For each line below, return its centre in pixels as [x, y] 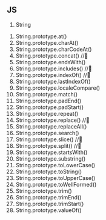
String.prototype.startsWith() [51, 152]
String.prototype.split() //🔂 [48, 145]
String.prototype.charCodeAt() [54, 49]
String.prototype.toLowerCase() [55, 165]
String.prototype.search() [47, 133]
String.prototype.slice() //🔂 [49, 139]
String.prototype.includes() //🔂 [54, 68]
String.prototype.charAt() [47, 42]
